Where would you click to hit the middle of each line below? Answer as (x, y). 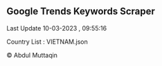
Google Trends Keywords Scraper (81, 11)
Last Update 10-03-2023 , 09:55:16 (57, 28)
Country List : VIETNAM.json (47, 42)
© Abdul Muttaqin (32, 55)
